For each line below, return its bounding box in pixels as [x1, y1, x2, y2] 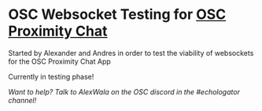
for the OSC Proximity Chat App [8, 57, 112, 66]
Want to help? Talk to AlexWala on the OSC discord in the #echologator [8, 87, 240, 96]
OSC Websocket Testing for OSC [8, 6, 227, 24]
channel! [8, 95, 37, 105]
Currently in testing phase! [8, 72, 94, 81]
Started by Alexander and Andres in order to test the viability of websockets [8, 48, 254, 57]
